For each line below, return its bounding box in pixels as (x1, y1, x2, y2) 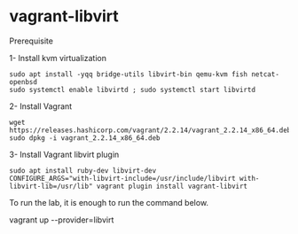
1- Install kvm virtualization (9, 52, 106, 63)
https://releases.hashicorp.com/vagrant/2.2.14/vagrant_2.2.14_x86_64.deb (9, 126, 292, 135)
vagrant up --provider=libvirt (9, 214, 114, 225)
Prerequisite (9, 35, 53, 46)
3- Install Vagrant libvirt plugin (9, 149, 120, 160)
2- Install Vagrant (9, 100, 73, 112)
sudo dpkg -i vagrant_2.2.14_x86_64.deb (9, 133, 161, 143)
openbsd (9, 77, 38, 86)
